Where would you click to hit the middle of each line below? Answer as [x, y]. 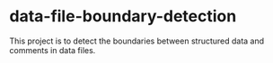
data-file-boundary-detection [123, 16]
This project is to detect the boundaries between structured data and [137, 41]
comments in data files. [53, 50]
